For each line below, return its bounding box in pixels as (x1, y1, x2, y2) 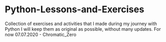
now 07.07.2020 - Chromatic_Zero (5, 31, 76, 37)
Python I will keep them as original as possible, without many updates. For (5, 26, 161, 32)
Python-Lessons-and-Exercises (5, 4, 144, 15)
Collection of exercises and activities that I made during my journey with (5, 20, 157, 27)
